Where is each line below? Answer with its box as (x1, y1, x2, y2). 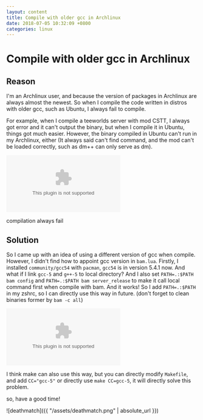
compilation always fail (6, 217, 64, 225)
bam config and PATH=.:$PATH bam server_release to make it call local (6, 277, 181, 284)
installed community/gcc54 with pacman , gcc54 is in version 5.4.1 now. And (6, 264, 185, 271)
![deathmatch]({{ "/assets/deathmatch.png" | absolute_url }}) (6, 407, 159, 415)
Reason (6, 76, 36, 86)
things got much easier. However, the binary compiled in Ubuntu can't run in (6, 130, 198, 138)
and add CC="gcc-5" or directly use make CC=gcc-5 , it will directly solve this (6, 377, 191, 384)
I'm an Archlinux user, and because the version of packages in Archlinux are (6, 93, 198, 100)
